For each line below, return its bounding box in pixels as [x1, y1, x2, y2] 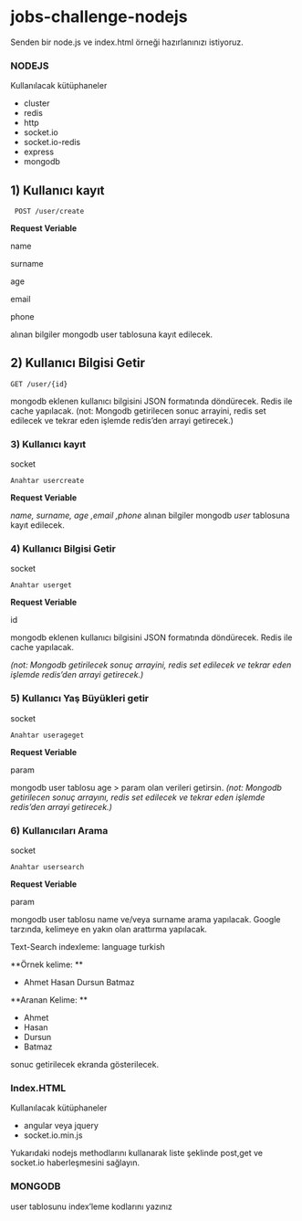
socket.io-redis [23, 137, 81, 148]
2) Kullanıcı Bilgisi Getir [10, 355, 145, 371]
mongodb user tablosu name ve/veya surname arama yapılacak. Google [10, 914, 281, 925]
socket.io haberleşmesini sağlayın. [10, 1157, 141, 1168]
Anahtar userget [10, 581, 72, 590]
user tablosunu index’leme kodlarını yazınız [10, 1201, 172, 1212]
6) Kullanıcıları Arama [10, 824, 109, 837]
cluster [23, 98, 50, 109]
